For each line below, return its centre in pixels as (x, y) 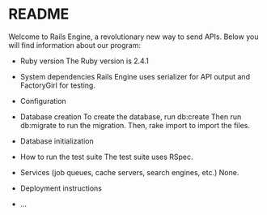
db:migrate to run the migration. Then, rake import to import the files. (135, 125)
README (39, 14)
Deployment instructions (61, 188)
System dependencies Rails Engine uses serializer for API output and (135, 76)
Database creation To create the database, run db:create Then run (131, 116)
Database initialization (57, 141)
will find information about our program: (75, 45)
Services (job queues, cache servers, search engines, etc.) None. (129, 172)
